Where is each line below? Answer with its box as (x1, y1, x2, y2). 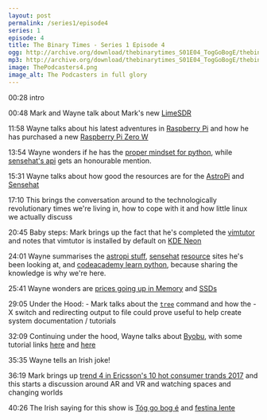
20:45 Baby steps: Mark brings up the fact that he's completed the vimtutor (8, 227, 256, 237)
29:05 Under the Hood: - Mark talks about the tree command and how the (8, 299, 252, 309)
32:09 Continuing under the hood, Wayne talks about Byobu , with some (8, 331, 242, 340)
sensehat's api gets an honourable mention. (8, 156, 153, 165)
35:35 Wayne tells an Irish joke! (8, 355, 111, 364)
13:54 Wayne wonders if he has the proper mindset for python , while (8, 147, 233, 157)
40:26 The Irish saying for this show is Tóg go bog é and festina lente (8, 402, 236, 412)
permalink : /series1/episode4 (8, 19, 109, 27)
